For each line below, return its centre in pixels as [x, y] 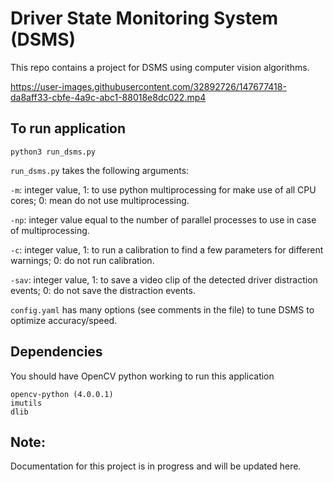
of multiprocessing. [50, 230]
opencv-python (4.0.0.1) [62, 394]
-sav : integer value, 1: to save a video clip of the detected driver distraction [164, 279]
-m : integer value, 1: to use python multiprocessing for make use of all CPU [163, 189]
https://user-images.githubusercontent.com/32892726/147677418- [148, 86]
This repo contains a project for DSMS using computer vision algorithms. [160, 67]
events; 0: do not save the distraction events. [103, 290]
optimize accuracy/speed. [64, 320]
